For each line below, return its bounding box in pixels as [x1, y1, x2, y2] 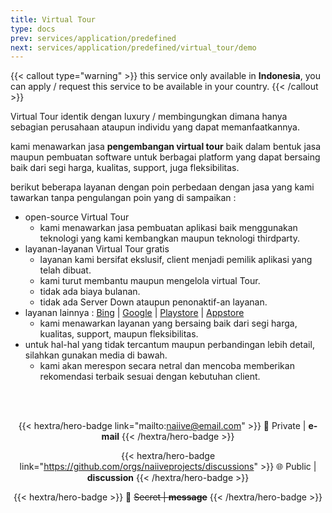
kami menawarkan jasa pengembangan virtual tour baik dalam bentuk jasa [10, 141, 321, 153]
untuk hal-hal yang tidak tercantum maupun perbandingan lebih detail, [24, 339, 315, 351]
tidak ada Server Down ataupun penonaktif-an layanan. [39, 296, 268, 308]
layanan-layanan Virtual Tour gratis [24, 243, 170, 255]
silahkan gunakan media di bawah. [24, 349, 168, 361]
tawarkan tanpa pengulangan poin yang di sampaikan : [10, 192, 237, 204]
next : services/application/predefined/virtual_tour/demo [10, 42, 257, 53]
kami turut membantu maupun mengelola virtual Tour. [39, 275, 261, 287]
